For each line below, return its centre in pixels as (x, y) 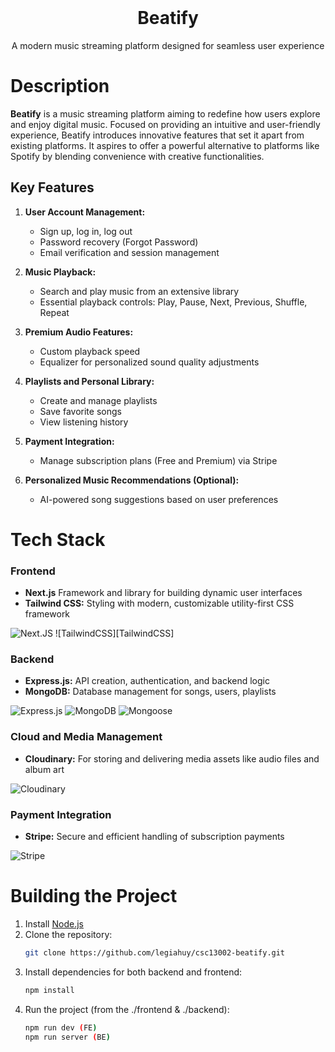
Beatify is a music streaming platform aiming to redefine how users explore (165, 113)
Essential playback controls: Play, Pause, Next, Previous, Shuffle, (173, 302)
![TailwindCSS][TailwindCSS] (114, 633)
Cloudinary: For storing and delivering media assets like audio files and (172, 758)
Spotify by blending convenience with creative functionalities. (137, 156)
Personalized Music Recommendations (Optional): (132, 480)
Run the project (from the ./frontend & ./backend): (127, 1009)
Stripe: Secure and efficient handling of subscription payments (154, 837)
